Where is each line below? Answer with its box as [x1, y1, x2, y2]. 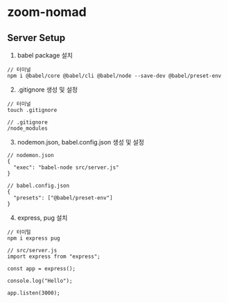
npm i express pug [7, 235, 60, 242]
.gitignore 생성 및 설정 [17, 85, 78, 94]
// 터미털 [7, 229, 31, 236]
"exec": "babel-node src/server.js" [13, 164, 119, 171]
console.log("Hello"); [7, 277, 73, 284]
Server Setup [7, 32, 66, 44]
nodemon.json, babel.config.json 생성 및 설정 [17, 138, 144, 146]
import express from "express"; [7, 253, 100, 260]
